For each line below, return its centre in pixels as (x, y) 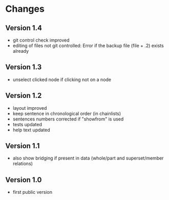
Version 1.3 (24, 67)
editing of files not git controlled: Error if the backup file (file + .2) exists (88, 46)
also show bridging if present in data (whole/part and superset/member (88, 158)
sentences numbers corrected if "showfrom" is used (68, 119)
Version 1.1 (23, 146)
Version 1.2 (24, 96)
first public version (33, 192)
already (21, 51)
